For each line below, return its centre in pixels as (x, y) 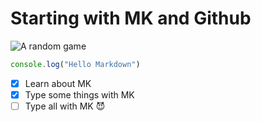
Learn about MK (58, 83)
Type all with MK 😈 (65, 106)
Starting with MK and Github (131, 18)
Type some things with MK (79, 94)
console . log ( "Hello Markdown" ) (75, 64)
